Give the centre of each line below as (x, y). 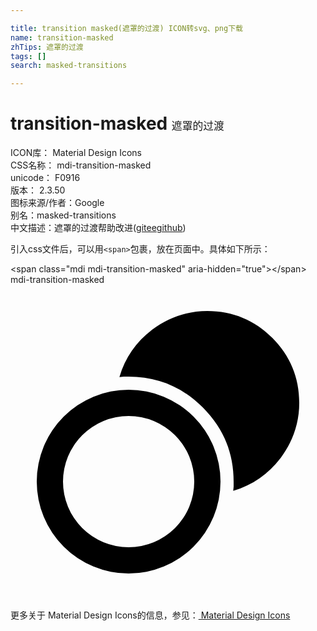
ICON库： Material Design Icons (76, 153)
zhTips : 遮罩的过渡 (47, 47)
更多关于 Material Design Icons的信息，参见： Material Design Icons (150, 615)
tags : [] (28, 56)
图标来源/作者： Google (57, 203)
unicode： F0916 (45, 178)
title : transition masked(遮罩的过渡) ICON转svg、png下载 (126, 28)
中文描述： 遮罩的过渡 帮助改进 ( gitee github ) (98, 228)
